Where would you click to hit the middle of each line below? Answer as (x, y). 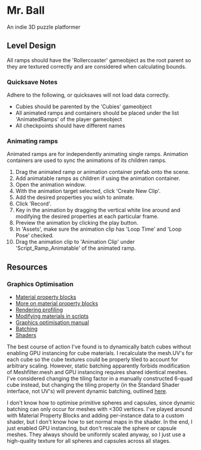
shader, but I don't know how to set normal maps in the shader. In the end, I (100, 422)
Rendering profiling (39, 310)
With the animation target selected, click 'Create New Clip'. (88, 191)
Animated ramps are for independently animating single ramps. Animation (98, 154)
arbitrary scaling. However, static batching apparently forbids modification (98, 366)
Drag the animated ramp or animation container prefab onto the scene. (103, 172)
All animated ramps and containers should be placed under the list (97, 113)
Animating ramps (33, 141)
